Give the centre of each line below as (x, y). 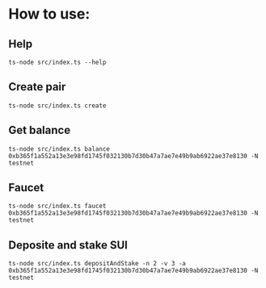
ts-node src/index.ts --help (57, 62)
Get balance (40, 130)
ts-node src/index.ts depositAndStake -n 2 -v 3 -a (97, 264)
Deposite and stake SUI (68, 245)
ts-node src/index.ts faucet (57, 207)
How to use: (49, 14)
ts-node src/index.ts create (57, 106)
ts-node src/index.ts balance (59, 149)
